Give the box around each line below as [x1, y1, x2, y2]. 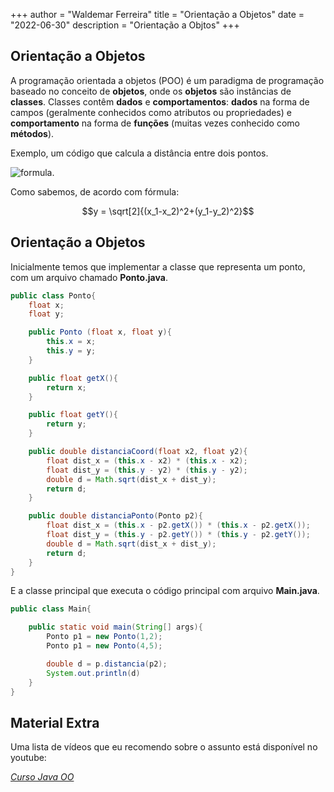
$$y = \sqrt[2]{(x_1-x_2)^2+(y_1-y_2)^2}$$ [81, 205, 255, 217]
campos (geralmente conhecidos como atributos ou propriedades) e [10, 106, 292, 118]
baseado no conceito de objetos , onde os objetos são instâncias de [10, 85, 292, 97]
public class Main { [10, 604, 92, 614]
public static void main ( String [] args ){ [28, 622, 203, 633]
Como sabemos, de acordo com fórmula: [10, 185, 180, 198]
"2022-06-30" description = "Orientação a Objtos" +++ [10, 19, 240, 31]
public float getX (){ [28, 373, 118, 383]
